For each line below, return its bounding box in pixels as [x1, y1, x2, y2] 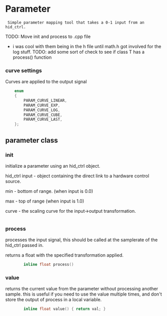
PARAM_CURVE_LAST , [23, 117, 63, 122]
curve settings [5, 67, 42, 74]
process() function [12, 54, 52, 60]
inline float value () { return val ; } [23, 306, 106, 312]
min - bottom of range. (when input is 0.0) [5, 188, 93, 194]
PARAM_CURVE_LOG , [23, 107, 60, 112]
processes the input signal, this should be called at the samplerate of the [5, 237, 158, 243]
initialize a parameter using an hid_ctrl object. [5, 163, 101, 169]
